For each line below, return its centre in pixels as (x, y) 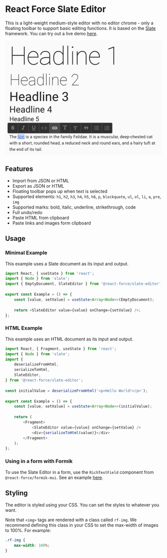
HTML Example (24, 328)
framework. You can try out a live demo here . (51, 33)
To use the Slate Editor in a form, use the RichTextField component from (80, 472)
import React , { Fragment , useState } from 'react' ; (61, 349)
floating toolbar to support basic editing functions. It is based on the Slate (81, 28)
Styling (17, 493)
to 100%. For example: (28, 531)
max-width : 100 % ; (32, 546)
